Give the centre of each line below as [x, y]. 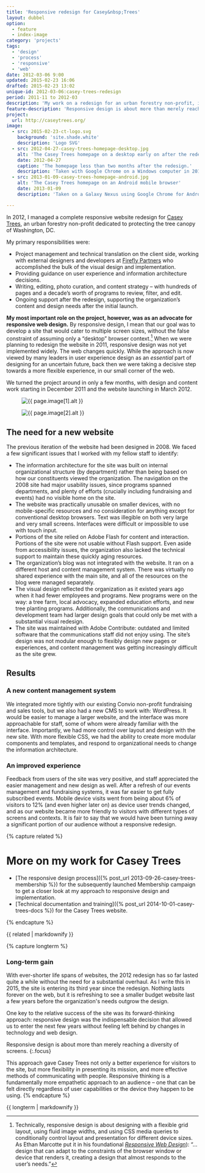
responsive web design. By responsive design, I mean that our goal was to [101, 324]
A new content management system [61, 691]
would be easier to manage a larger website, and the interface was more [97, 717]
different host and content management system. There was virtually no [104, 570]
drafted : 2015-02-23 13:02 [41, 86]
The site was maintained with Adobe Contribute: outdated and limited [102, 628]
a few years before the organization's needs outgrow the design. [88, 1001]
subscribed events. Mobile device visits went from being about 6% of [94, 798]
